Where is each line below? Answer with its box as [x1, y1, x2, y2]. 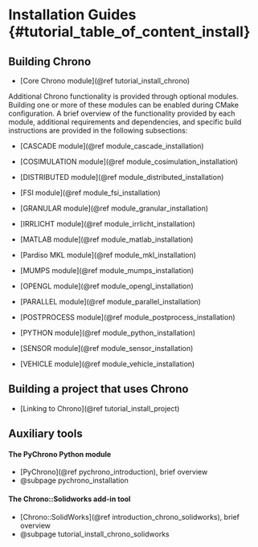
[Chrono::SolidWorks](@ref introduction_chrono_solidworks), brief [19, 512, 240, 521]
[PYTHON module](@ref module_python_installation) [19, 328, 195, 337]
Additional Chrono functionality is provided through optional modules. [8, 92, 239, 101]
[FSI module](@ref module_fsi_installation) [19, 188, 161, 198]
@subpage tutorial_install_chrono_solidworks [19, 529, 170, 539]
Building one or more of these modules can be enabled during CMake [8, 100, 240, 109]
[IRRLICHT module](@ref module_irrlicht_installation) [19, 219, 195, 228]
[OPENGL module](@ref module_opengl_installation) [19, 281, 195, 291]
